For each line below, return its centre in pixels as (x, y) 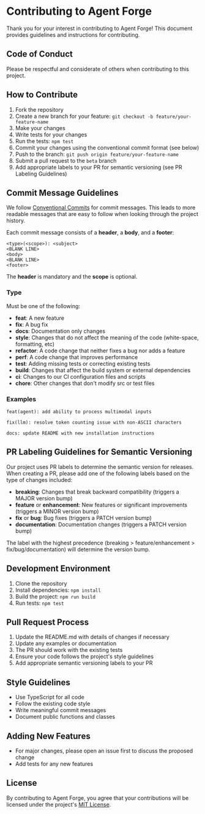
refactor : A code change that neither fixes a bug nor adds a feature (100, 351)
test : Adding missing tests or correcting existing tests (83, 363)
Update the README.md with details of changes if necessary (92, 637)
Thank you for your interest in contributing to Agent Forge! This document (99, 28)
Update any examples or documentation (66, 643)
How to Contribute (42, 95)
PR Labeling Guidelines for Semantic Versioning (99, 452)
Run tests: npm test (39, 603)
